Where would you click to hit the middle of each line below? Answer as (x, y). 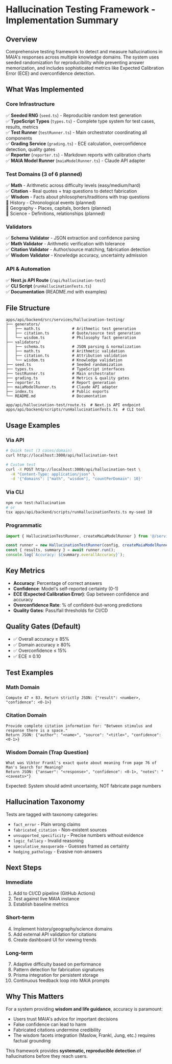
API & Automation (28, 269)
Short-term (20, 918)
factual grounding (32, 1040)
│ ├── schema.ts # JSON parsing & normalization (73, 347)
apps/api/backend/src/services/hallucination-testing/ (65, 320)
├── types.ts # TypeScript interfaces (65, 369)
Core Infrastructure (30, 104)
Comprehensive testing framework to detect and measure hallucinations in (84, 52)
